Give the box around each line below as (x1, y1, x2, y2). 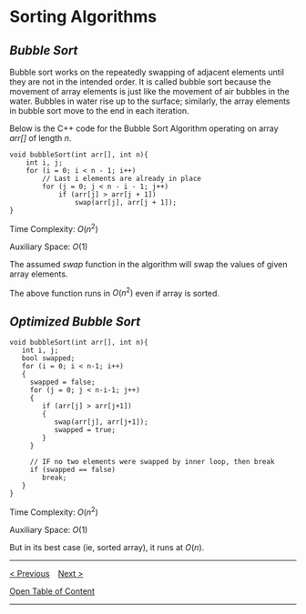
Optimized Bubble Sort (9, 314, 141, 329)
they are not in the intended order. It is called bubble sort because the (9, 76, 271, 87)
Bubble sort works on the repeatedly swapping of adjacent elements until (9, 66, 285, 77)
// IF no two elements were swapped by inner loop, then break (29, 458, 275, 467)
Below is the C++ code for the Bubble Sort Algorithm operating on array (9, 123, 280, 134)
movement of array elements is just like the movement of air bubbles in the (9, 86, 290, 96)
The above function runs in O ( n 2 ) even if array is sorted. (9, 286, 220, 298)
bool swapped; (21, 354, 76, 363)
